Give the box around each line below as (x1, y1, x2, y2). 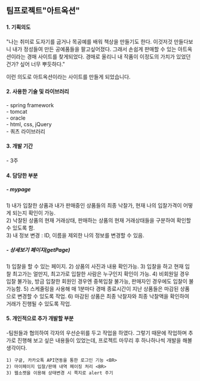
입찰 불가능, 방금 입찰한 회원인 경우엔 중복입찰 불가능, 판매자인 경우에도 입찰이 (6, 278, 188, 285)
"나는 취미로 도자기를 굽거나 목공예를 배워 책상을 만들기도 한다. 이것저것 (6, 38, 173, 45)
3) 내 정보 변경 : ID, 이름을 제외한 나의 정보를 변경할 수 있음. (6, 231, 144, 239)
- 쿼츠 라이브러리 (6, 127, 46, 135)
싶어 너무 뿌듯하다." (20, 60, 66, 68)
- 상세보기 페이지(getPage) (6, 246, 70, 254)
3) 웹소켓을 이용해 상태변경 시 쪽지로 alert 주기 (6, 370, 113, 376)
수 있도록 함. (6, 224, 35, 231)
